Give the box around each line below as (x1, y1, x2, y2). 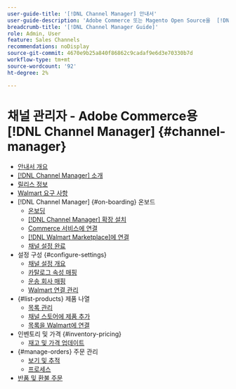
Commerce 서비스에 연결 (27, 224, 98, 233)
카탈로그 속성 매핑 (27, 268, 77, 277)
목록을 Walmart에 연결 (27, 321, 90, 330)
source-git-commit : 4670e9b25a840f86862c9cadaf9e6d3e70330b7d (7, 50, 193, 57)
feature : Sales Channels (7, 37, 80, 44)
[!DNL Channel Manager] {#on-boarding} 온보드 (17, 198, 156, 206)
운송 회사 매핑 (27, 277, 66, 285)
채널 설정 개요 (27, 259, 66, 268)
